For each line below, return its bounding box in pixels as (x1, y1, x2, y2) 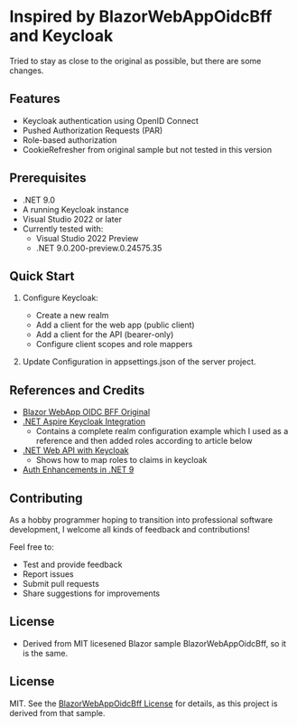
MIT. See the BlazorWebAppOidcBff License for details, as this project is (9, 698, 278, 709)
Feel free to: (9, 542, 54, 552)
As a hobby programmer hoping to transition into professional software (9, 515, 274, 525)
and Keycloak (9, 25, 114, 46)
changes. (9, 65, 44, 76)
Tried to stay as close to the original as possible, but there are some (9, 55, 262, 66)
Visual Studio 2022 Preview (35, 232, 139, 243)
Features (9, 91, 60, 107)
